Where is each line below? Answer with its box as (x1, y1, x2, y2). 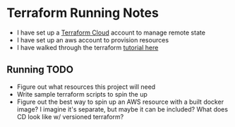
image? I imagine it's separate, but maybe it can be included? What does (16, 104, 229, 114)
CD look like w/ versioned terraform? (16, 112, 124, 121)
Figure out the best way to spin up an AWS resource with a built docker (16, 97, 224, 106)
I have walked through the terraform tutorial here (16, 43, 159, 52)
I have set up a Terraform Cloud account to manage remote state (16, 28, 206, 37)
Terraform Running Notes (6, 5, 159, 21)
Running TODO (6, 64, 73, 75)
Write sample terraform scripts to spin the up (16, 90, 147, 98)
